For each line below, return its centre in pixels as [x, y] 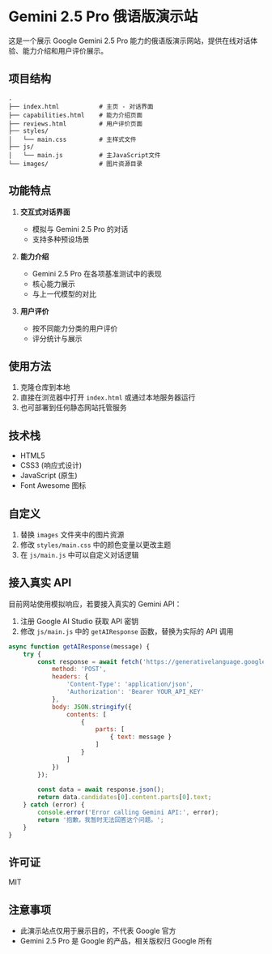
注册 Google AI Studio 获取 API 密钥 [79, 621]
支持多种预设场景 [61, 239]
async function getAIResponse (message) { [79, 646]
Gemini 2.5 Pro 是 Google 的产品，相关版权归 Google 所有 [116, 941]
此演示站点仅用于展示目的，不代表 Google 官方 [98, 931]
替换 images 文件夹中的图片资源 [72, 535]
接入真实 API [40, 583]
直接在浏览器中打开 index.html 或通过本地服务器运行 [108, 397]
